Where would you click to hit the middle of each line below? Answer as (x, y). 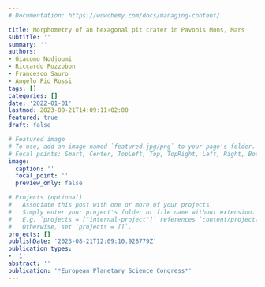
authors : (22, 52)
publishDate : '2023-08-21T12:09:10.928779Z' (82, 241)
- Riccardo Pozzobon (42, 67)
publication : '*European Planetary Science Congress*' (100, 270)
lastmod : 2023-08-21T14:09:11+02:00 (68, 110)
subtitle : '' (30, 37)
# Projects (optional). (47, 198)
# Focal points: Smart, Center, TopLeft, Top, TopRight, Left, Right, (127, 154)
